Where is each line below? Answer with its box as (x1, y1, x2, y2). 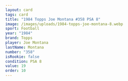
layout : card (5, 7, 33, 13)
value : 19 (5, 63, 26, 68)
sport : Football (5, 26, 39, 31)
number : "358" (5, 49, 35, 54)
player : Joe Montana (5, 40, 49, 45)
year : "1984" (5, 31, 33, 36)
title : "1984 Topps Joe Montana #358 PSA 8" (5, 17, 101, 22)
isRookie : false (5, 54, 39, 59)
